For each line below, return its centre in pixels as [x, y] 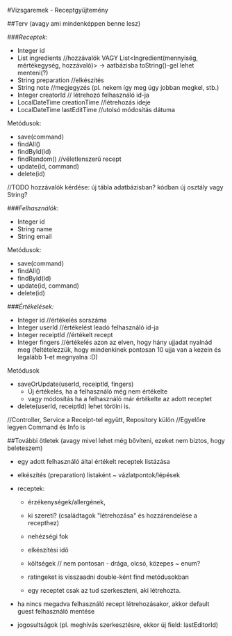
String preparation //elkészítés [60, 80]
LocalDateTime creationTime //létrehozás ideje [84, 102]
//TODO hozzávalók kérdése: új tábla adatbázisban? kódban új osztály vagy [115, 187]
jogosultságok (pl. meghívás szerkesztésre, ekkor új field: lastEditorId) [118, 625]
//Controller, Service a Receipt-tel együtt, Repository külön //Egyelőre [107, 420]
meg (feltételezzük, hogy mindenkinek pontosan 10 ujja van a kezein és [119, 350]
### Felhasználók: [33, 208]
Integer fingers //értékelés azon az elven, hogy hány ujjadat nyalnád [115, 342]
